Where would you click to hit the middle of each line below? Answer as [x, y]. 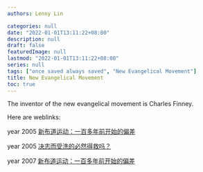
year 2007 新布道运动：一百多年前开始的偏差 [71, 161]
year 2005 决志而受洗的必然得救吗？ [59, 146]
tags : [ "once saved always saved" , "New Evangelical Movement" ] [102, 71]
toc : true [21, 84]
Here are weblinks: [34, 117]
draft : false [26, 46]
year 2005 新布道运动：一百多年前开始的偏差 [71, 132]
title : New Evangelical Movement [55, 78]
